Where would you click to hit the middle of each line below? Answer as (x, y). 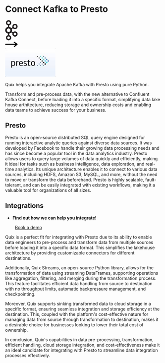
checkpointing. (20, 294)
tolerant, (14, 185)
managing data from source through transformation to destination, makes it (82, 319)
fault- (151, 180)
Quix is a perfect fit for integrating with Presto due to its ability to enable (79, 237)
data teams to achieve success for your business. (56, 110)
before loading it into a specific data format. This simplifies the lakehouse (80, 247)
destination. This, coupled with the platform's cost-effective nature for (77, 314)
